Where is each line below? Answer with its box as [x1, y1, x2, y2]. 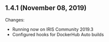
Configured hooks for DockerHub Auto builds [12, 31, 104, 37]
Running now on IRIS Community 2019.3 [12, 26, 94, 32]
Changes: [5, 17, 25, 22]
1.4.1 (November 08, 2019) [5, 4, 87, 12]
